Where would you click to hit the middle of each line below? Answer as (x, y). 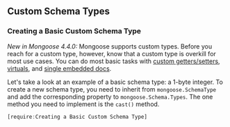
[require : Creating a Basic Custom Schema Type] (77, 117)
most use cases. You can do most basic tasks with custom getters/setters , (114, 61)
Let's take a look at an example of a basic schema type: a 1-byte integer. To (115, 82)
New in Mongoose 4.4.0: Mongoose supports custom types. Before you (110, 46)
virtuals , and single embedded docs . (59, 68)
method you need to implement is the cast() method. (83, 104)
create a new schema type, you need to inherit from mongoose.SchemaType (112, 89)
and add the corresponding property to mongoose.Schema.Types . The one (110, 96)
